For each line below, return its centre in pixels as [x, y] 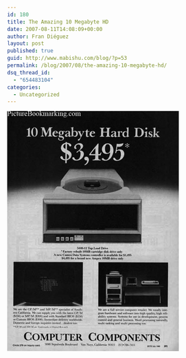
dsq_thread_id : [29, 72]
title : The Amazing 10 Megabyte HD [58, 22]
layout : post [26, 44]
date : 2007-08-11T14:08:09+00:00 [55, 29]
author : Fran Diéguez [38, 36]
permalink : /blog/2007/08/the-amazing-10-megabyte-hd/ [87, 65]
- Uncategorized [36, 94]
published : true [30, 51]
